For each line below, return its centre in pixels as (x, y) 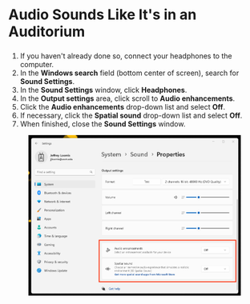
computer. (37, 65)
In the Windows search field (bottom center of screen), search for (129, 73)
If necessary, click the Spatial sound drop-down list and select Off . (131, 116)
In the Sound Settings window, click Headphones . (103, 90)
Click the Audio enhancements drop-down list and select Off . (123, 107)
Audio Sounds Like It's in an (103, 15)
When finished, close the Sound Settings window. (103, 124)
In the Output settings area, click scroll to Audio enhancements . (127, 98)
